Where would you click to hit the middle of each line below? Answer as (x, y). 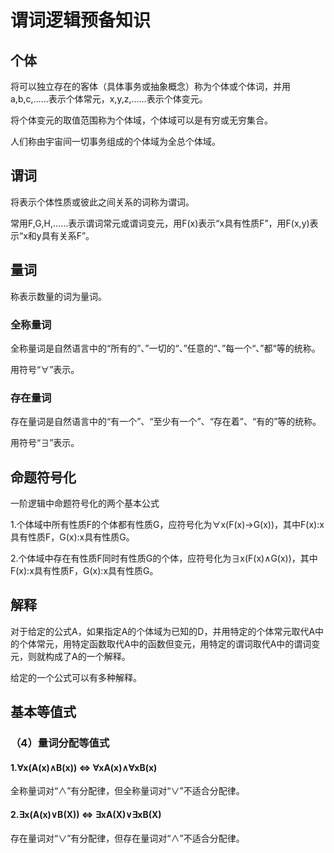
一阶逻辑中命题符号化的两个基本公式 (85, 503)
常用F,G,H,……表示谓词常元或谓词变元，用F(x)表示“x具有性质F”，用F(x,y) (160, 223)
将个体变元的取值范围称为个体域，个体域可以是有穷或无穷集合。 (141, 120)
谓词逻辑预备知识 (81, 20)
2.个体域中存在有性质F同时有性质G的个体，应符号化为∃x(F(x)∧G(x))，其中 (164, 558)
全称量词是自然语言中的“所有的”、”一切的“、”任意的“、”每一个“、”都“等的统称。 (165, 348)
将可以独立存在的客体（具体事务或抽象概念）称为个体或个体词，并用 (150, 86)
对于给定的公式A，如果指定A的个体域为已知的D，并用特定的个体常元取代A (163, 631)
